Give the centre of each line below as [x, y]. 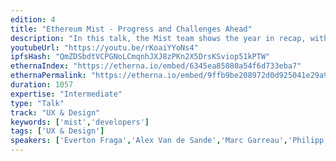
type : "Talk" [37, 103]
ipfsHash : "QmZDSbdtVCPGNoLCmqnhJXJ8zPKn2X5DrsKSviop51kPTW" [140, 57]
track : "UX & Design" [55, 112]
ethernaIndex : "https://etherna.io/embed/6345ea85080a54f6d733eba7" [156, 66]
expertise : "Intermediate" [66, 94]
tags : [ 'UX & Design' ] [57, 131]
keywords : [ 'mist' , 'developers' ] [80, 122]
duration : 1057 [42, 85]
